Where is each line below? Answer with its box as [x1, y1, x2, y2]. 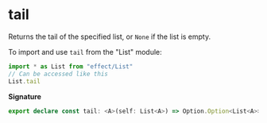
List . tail [8, 77, 41, 85]
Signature [8, 91, 42, 101]
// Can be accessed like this [8, 70, 109, 78]
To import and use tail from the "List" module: [8, 47, 163, 56]
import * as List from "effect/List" [8, 62, 133, 71]
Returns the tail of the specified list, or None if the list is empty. [8, 32, 211, 41]
